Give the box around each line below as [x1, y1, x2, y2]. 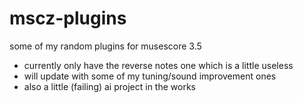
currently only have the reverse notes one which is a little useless [23, 59, 294, 71]
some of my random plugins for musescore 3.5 [9, 40, 202, 52]
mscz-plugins [9, 7, 127, 30]
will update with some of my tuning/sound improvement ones [23, 70, 277, 82]
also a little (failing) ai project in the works [23, 80, 196, 92]
